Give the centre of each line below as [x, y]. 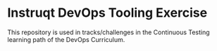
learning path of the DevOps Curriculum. [66, 39]
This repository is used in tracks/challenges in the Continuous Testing [108, 32]
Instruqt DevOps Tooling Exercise [107, 13]
